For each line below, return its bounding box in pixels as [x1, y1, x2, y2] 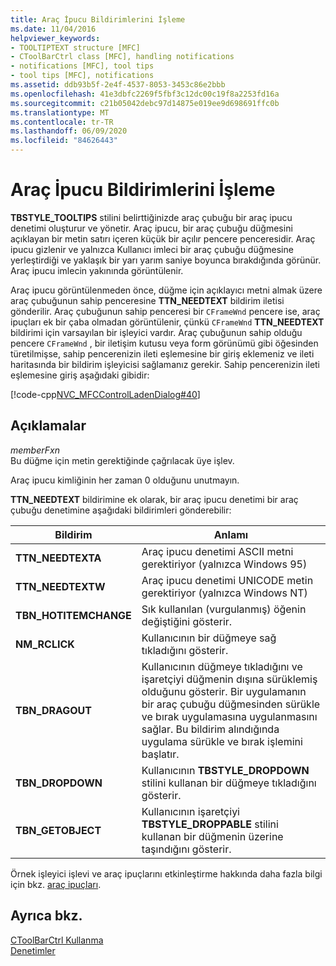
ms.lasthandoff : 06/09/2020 [10, 126, 128, 136]
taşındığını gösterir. [141, 842, 232, 856]
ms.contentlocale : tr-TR [10, 117, 114, 127]
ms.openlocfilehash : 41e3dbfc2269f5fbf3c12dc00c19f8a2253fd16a [10, 89, 280, 99]
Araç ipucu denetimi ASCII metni [141, 544, 294, 558]
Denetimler [10, 944, 56, 956]
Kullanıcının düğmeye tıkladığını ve [141, 659, 303, 673]
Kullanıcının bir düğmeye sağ [141, 631, 277, 645]
